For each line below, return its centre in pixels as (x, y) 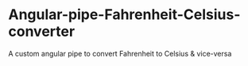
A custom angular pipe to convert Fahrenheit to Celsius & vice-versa (120, 53)
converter (42, 31)
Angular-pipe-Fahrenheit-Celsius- (124, 15)
